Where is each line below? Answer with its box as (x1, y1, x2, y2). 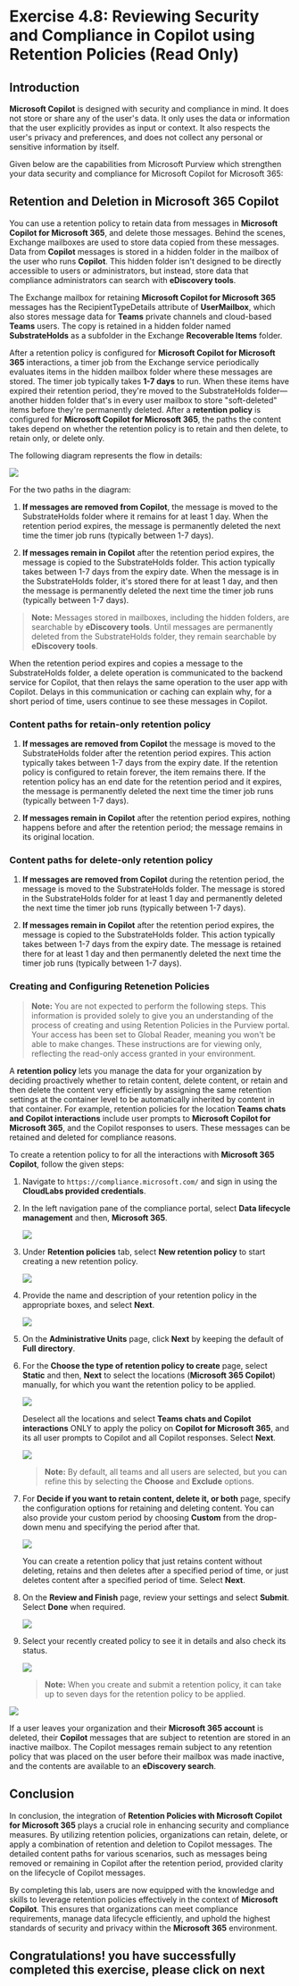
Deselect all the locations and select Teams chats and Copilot (21, 1413, 252, 1424)
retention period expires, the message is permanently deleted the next (21, 520, 281, 531)
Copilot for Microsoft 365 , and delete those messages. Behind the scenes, (9, 227, 286, 238)
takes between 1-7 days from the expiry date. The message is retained (21, 939, 282, 950)
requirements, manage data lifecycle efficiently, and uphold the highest (9, 1913, 270, 1923)
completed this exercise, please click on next (9, 1962, 265, 1977)
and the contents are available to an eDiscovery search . (9, 1760, 217, 1771)
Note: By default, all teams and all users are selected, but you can (44, 1466, 287, 1477)
